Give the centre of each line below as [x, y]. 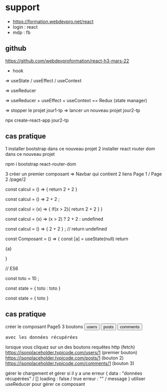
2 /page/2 [16, 179]
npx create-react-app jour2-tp [37, 120]
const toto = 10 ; [22, 278]
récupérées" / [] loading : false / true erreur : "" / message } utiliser [75, 379]
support [22, 7]
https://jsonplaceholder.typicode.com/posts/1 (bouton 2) [64, 358]
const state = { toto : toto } [33, 288]
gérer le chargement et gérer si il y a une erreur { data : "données [74, 373]
